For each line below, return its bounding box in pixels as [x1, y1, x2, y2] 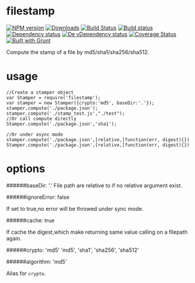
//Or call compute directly [6, 115, 77, 121]
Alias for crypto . [6, 269, 46, 277]
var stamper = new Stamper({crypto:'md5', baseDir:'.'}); [6, 100, 155, 106]
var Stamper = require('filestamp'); [6, 94, 101, 100]
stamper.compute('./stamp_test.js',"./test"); [6, 110, 125, 117]
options [6, 162, 45, 175]
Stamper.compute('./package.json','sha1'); [6, 121, 117, 127]
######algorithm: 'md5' [6, 258, 67, 265]
